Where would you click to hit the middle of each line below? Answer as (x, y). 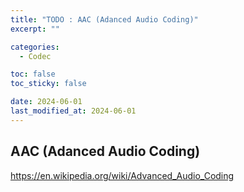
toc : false (33, 74)
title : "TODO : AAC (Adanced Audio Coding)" (104, 19)
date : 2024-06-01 (46, 102)
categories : (35, 47)
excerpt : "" (35, 29)
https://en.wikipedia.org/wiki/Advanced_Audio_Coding (122, 175)
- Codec (35, 56)
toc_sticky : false (48, 84)
